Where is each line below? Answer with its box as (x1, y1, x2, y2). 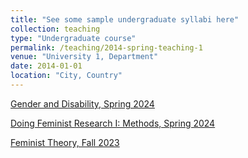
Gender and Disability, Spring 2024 (10, 97, 155, 110)
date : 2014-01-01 (10, 61, 83, 71)
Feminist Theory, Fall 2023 (10, 136, 120, 148)
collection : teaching (10, 24, 101, 34)
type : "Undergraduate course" (10, 33, 137, 43)
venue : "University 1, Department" (10, 52, 159, 62)
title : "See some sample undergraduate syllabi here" (10, 14, 240, 25)
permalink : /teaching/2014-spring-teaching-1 (10, 42, 203, 53)
